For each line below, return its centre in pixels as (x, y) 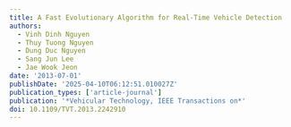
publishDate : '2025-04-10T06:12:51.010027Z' (94, 84)
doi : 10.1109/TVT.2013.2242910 (68, 109)
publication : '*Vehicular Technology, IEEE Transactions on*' (128, 101)
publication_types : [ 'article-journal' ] (86, 92)
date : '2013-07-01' (46, 76)
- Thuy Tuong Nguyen (56, 42)
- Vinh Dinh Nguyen (54, 34)
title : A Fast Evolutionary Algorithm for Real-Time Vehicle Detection (145, 17)
